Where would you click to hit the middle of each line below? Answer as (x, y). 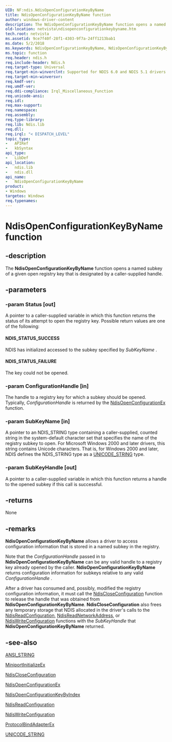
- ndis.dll (19, 172)
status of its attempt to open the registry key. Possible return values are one (85, 321)
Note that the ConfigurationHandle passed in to (56, 556)
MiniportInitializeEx (25, 665)
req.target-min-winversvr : (34, 77)
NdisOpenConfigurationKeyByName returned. (55, 627)
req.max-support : (24, 106)
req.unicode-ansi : (25, 96)
